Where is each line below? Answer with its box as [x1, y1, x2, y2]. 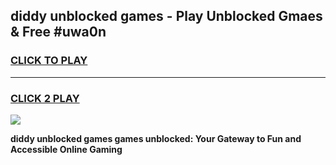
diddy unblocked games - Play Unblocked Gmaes [10, 8, 323, 25]
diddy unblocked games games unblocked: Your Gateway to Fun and [10, 132, 302, 144]
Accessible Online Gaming [10, 143, 123, 155]
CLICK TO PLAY [10, 54, 88, 68]
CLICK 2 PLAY [10, 91, 80, 105]
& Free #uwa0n [10, 24, 107, 41]
